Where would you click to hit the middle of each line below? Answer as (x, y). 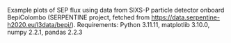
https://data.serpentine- (186, 17)
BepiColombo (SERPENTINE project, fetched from (79, 17)
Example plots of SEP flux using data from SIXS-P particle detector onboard (116, 10)
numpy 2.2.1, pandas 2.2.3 (45, 32)
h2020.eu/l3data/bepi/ (39, 25)
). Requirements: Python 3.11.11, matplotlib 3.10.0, (141, 25)
